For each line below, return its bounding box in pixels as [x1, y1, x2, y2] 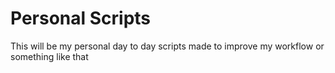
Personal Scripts [10, 7, 152, 30]
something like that [10, 50, 89, 62]
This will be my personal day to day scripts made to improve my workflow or [10, 40, 325, 52]
